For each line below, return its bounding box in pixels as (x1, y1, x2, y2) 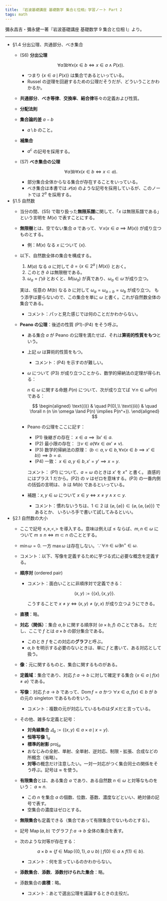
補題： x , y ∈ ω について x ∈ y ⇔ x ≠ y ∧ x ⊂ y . (27, 492, 126, 498)
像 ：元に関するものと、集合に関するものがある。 (19, 662, 120, 668)
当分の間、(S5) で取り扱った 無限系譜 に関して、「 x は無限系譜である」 (19, 208, 162, 214)
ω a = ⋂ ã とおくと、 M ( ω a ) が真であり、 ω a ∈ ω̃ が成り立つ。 (27, 275, 152, 283)
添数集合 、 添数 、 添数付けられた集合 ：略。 (19, 869, 107, 875)
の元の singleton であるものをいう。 (19, 695, 93, 701)
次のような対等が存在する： (19, 838, 77, 844)
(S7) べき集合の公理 (19, 159, 61, 165)
